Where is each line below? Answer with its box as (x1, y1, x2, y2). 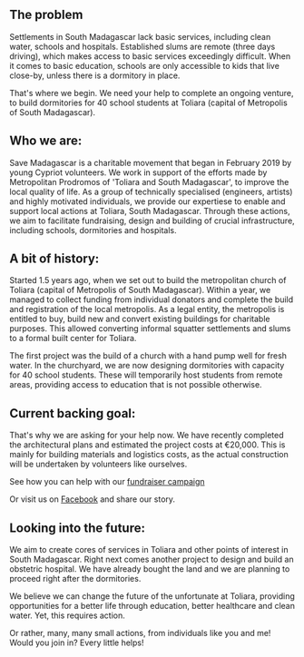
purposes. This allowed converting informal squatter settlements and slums (9, 323, 291, 334)
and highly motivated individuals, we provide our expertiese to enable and (9, 195, 286, 207)
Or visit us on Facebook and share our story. (9, 494, 175, 505)
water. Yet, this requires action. (9, 610, 125, 621)
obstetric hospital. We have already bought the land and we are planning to (9, 564, 290, 574)
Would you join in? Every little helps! (9, 637, 144, 648)
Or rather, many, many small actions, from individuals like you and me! (9, 628, 271, 639)
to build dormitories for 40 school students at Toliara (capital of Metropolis (9, 97, 288, 108)
